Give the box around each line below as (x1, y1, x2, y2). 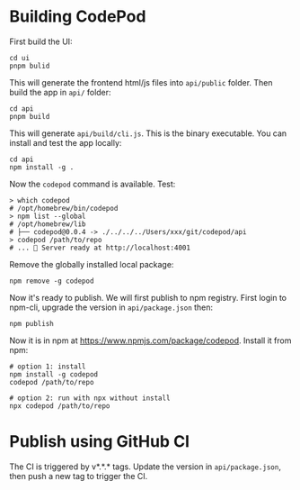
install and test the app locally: (9, 137, 122, 148)
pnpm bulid (9, 61, 50, 70)
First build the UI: (9, 36, 74, 47)
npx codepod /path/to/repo (9, 401, 110, 411)
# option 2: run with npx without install (9, 394, 171, 403)
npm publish (9, 319, 54, 328)
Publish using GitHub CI (9, 431, 190, 452)
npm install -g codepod (9, 369, 99, 379)
